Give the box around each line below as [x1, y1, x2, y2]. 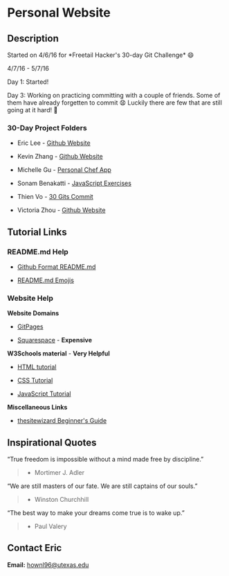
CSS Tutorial [17, 376, 53, 385]
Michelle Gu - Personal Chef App [17, 166, 112, 174]
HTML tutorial [17, 363, 57, 372]
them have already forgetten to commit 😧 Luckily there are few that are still [7, 98, 223, 107]
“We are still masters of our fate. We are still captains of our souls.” [7, 482, 198, 490]
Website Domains [7, 309, 59, 317]
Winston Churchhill [34, 496, 89, 504]
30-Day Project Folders [7, 123, 88, 132]
